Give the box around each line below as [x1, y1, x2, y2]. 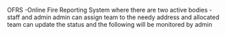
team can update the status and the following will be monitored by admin [7, 21, 212, 28]
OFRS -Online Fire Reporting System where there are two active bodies [7, 6, 208, 14]
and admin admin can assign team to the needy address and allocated [21, 13, 220, 21]
